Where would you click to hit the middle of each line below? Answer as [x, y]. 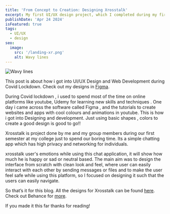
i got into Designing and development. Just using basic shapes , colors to [82, 118]
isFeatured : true [24, 24]
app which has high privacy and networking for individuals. [67, 144]
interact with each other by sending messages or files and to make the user [84, 170]
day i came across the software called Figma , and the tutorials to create [80, 108]
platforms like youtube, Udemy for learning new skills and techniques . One [83, 102]
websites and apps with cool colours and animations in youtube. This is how [84, 113]
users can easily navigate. [32, 181]
